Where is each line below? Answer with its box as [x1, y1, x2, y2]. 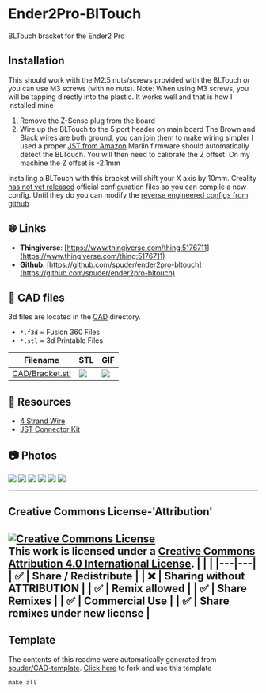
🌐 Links [8, 221, 47, 235]
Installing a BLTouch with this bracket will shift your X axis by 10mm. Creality [8, 173, 257, 183]
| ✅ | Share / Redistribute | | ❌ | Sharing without [8, 569, 245, 583]
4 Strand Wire [19, 416, 66, 425]
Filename [23, 355, 59, 366]
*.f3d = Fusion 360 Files [19, 327, 101, 337]
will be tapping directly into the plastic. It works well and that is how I [8, 92, 233, 102]
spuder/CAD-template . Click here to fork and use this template [8, 663, 212, 672]
